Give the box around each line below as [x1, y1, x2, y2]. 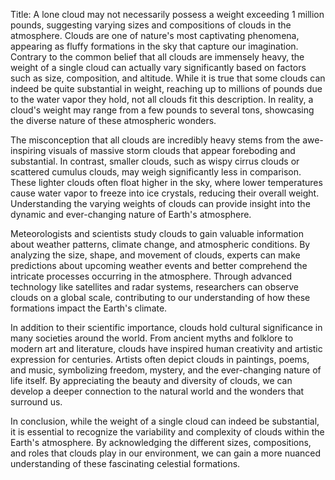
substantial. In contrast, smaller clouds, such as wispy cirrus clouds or [10, 155, 300, 167]
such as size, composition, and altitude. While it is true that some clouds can [10, 72, 326, 84]
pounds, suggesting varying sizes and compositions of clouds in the [10, 19, 292, 31]
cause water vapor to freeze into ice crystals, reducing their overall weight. [10, 187, 320, 199]
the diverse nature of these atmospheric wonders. [10, 115, 217, 126]
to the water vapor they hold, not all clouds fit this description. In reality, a [10, 94, 314, 105]
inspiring [10, 145, 47, 156]
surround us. [10, 396, 63, 408]
